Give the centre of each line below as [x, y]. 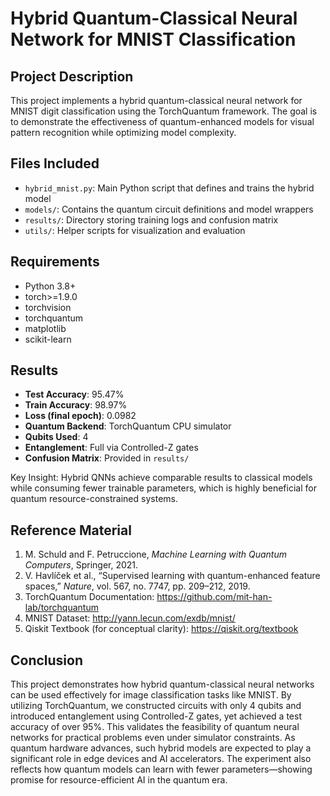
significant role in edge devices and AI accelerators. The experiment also [161, 759]
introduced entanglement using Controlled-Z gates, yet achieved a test [156, 716]
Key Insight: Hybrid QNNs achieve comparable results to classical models [161, 478]
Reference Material [71, 530]
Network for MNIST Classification [153, 39]
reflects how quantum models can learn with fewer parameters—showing [161, 769]
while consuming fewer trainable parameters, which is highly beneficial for [163, 488]
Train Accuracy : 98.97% [76, 405]
